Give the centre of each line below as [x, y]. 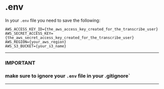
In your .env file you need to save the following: [53, 20]
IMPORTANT [20, 63]
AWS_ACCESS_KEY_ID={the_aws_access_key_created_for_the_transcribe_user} [82, 29]
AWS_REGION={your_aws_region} [36, 42]
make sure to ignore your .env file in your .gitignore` [68, 75]
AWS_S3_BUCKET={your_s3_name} [36, 46]
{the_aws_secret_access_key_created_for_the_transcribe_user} [70, 38]
